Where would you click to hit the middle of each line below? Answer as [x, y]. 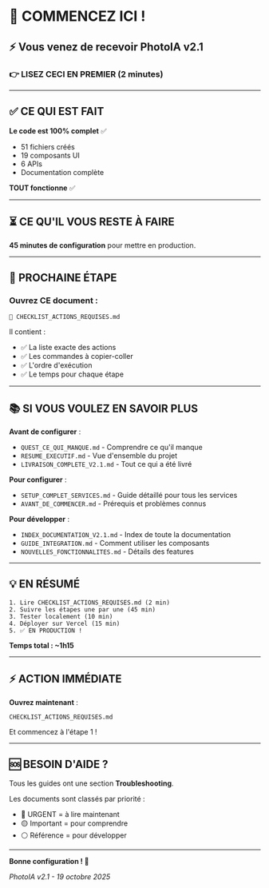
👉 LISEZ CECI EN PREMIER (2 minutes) [86, 74]
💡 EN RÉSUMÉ [45, 584]
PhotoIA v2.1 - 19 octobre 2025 [60, 877]
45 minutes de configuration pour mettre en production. [103, 245]
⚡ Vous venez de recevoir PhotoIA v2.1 [107, 47]
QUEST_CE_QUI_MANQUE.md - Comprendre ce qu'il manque [111, 447]
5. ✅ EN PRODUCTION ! [46, 631]
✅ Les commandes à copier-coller [77, 356]
